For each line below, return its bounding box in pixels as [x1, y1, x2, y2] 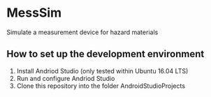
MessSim [6, 5, 62, 21]
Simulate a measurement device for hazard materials [6, 28, 159, 36]
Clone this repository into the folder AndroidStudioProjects [16, 82, 186, 90]
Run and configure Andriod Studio [16, 74, 115, 82]
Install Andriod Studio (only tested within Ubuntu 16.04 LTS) [16, 66, 189, 75]
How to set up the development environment [6, 48, 205, 60]
